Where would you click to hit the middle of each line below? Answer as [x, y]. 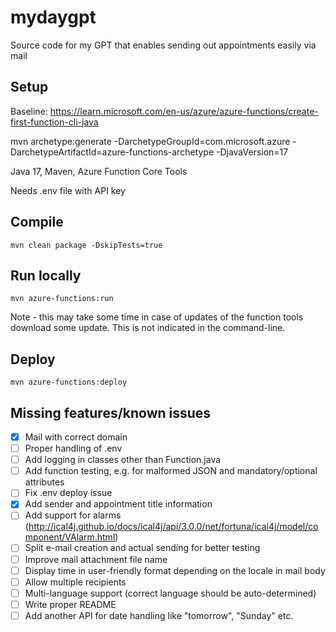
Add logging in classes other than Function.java [123, 460]
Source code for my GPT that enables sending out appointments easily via [163, 45]
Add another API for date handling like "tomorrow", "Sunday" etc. [159, 615]
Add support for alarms [73, 515]
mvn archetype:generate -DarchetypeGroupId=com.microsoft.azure [150, 141]
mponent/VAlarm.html [70, 537]
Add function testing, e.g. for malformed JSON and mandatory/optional [171, 471]
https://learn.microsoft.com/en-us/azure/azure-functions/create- [184, 111]
